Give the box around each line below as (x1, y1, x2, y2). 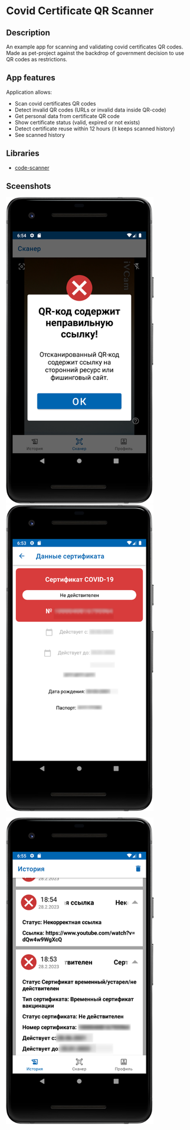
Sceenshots (6, 181, 51, 191)
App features (6, 73, 56, 83)
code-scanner (14, 164, 50, 171)
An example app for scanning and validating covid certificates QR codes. (6, 43, 184, 50)
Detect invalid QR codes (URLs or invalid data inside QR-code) (14, 106, 166, 113)
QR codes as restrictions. (6, 56, 68, 63)
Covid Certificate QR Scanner (6, 4, 154, 18)
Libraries (6, 149, 40, 159)
